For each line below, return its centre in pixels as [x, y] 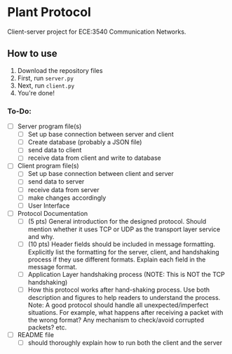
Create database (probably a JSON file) [85, 142]
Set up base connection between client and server [101, 174]
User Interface [49, 205]
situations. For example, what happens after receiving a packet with [125, 313]
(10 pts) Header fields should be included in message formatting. [122, 244]
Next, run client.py [46, 86]
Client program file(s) [48, 166]
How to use [32, 54]
